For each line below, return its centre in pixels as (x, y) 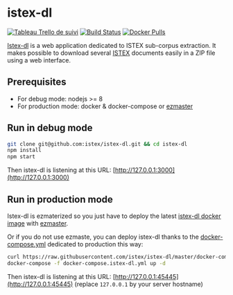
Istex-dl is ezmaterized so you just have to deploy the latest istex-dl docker (114, 216)
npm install (24, 151)
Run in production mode (60, 199)
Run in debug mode (50, 128)
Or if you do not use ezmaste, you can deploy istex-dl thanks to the (103, 237)
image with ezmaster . (38, 223)
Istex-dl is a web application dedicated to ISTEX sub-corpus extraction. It (112, 45)
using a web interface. (39, 60)
